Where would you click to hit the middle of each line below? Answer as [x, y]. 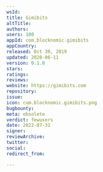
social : [16, 148]
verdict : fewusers [30, 120]
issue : [15, 97]
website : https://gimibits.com [46, 86]
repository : [21, 91]
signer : [16, 131]
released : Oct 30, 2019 [37, 52]
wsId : [13, 12]
